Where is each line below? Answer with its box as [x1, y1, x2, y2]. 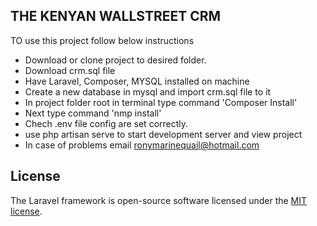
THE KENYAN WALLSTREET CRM [10, 8, 222, 25]
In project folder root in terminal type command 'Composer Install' [24, 96, 298, 108]
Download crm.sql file [24, 64, 116, 76]
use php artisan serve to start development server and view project [24, 128, 303, 140]
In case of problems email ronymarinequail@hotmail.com [24, 139, 260, 151]
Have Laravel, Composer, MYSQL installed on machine [24, 75, 250, 87]
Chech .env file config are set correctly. [24, 117, 189, 129]
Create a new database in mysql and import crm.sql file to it [24, 85, 272, 98]
